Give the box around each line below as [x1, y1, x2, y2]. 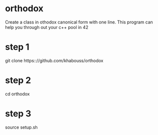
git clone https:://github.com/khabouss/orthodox [5, 57, 104, 64]
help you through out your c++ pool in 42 [5, 24, 88, 30]
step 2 [5, 75, 31, 86]
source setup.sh [5, 124, 38, 130]
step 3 [5, 108, 31, 119]
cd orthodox [5, 91, 30, 97]
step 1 [5, 42, 29, 53]
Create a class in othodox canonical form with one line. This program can [5, 19, 153, 25]
